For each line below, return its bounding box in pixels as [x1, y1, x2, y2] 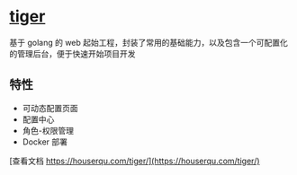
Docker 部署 [22, 136, 68, 147]
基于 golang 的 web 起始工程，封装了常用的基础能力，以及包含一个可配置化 [9, 37, 288, 48]
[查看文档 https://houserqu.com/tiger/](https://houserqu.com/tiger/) [9, 155, 260, 166]
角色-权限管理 [22, 125, 75, 136]
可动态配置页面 [22, 102, 78, 113]
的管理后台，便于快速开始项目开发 [9, 48, 136, 59]
